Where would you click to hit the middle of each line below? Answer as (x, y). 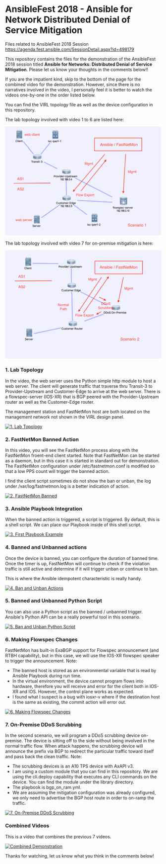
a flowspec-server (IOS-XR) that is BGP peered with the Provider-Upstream (82, 397)
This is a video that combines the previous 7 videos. (58, 837)
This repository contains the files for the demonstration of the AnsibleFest (81, 59)
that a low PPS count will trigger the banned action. (57, 471)
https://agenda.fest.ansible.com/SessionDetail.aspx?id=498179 (70, 49)
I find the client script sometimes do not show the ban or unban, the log (78, 481)
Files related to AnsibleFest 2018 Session (47, 44)
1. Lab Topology (24, 370)
